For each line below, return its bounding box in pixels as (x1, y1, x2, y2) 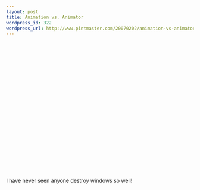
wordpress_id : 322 (6, 20, 52, 26)
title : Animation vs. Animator (6, 14, 84, 20)
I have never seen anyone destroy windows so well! (6, 177, 133, 185)
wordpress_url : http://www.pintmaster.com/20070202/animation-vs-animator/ (6, 25, 198, 32)
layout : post (6, 8, 39, 15)
